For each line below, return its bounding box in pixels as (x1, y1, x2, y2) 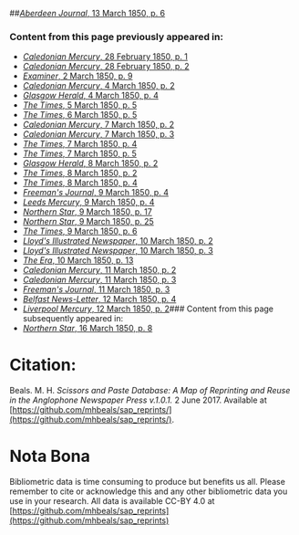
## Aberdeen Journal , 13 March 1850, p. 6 (9, 8, 166, 18)
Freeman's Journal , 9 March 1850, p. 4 (22, 187, 169, 198)
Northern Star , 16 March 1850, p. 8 (22, 323, 153, 334)
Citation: (9, 355, 77, 375)
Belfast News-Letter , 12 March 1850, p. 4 (22, 294, 177, 305)
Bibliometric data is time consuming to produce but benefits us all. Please (9, 477, 285, 488)
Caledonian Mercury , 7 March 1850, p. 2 (22, 119, 175, 131)
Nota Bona (9, 446, 91, 467)
